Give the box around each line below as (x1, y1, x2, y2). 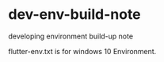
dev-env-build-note (8, 5, 141, 24)
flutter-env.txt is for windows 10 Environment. (8, 46, 157, 56)
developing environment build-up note (8, 31, 133, 41)
